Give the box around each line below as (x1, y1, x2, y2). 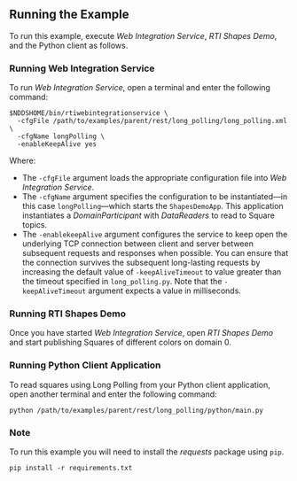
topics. (21, 220, 48, 230)
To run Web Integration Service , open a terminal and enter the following (9, 82, 270, 93)
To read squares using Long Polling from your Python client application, (9, 379, 270, 390)
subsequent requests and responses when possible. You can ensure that (21, 248, 289, 259)
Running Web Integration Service (9, 62, 155, 74)
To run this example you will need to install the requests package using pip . (9, 446, 285, 457)
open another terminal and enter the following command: (9, 389, 217, 400)
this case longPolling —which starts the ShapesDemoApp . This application (21, 201, 284, 212)
